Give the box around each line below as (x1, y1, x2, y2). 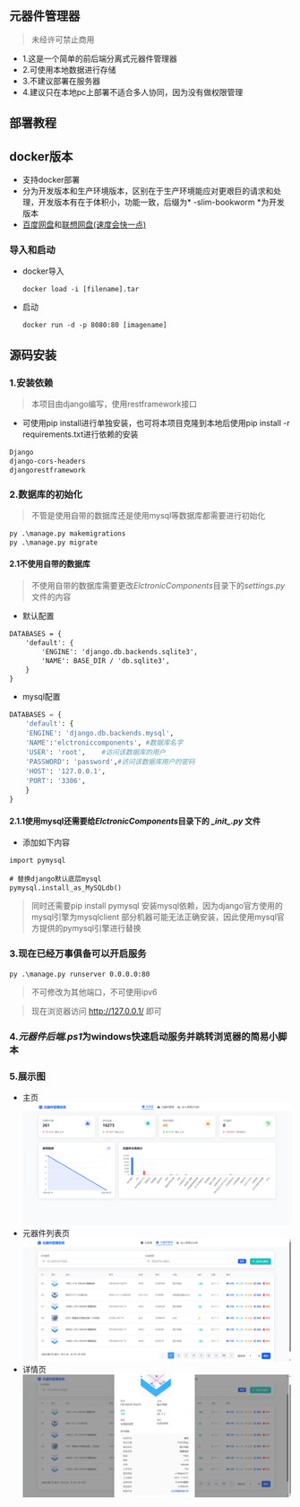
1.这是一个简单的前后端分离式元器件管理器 (21, 53, 177, 64)
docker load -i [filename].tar (21, 285, 140, 294)
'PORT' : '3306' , (25, 776, 87, 785)
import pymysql (9, 856, 66, 866)
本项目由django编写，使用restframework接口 (30, 398, 197, 409)
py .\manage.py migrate (9, 538, 99, 547)
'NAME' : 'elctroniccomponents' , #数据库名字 (25, 738, 184, 747)
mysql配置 (21, 691, 61, 701)
